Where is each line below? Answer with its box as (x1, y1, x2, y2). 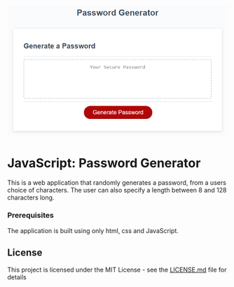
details (7, 272, 27, 281)
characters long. (7, 193, 55, 202)
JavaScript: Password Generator (7, 155, 201, 171)
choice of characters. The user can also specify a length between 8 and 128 (7, 185, 227, 194)
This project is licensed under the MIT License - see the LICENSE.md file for (7, 265, 227, 274)
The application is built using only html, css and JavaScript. (7, 226, 179, 234)
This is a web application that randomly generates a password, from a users (7, 178, 226, 187)
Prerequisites (7, 211, 54, 220)
